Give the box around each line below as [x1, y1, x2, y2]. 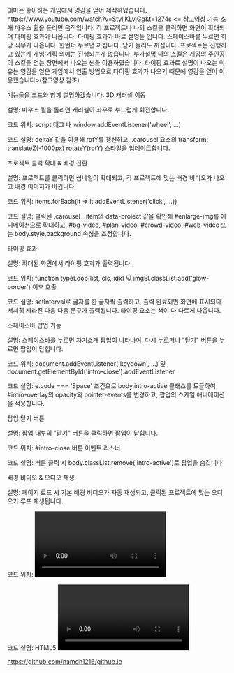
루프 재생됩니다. [20, 497, 64, 505]
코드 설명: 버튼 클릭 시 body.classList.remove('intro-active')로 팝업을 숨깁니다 [7, 459, 223, 466]
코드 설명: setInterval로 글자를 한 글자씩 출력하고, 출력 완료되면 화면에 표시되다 [7, 297, 222, 306]
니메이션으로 [7, 221, 42, 229]
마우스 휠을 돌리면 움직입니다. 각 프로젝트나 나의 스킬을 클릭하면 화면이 [14, 24, 207, 31]
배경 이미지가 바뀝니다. [14, 182, 77, 191]
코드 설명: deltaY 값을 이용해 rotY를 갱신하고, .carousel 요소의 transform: [7, 135, 209, 143]
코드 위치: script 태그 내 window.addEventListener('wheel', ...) [7, 121, 182, 128]
